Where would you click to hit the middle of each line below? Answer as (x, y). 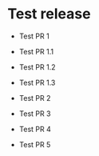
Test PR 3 (35, 114)
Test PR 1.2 (37, 67)
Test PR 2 (35, 98)
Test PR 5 (35, 144)
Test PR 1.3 (37, 82)
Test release (49, 14)
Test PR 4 (35, 129)
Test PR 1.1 (36, 51)
